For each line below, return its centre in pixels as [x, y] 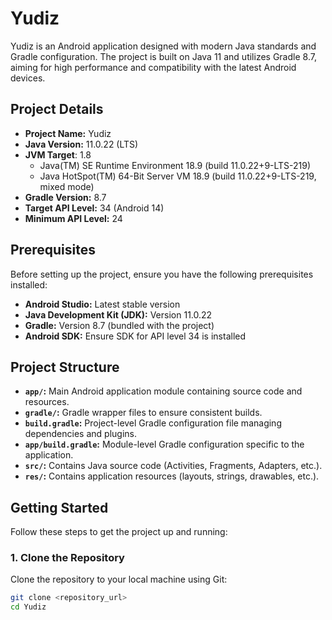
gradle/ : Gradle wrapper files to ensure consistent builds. [143, 413]
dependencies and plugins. [80, 434]
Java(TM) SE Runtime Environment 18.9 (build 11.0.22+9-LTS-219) [175, 165]
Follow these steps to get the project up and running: [119, 532]
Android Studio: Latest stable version [102, 304]
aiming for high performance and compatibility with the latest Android [153, 67]
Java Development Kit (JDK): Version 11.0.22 [118, 314]
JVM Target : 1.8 [58, 154]
